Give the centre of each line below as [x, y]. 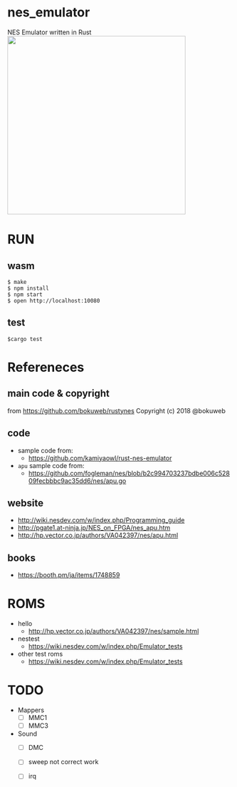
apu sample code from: [51, 465]
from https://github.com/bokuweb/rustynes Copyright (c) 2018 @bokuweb [116, 410]
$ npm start [25, 294]
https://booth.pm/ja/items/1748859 [69, 575]
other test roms [40, 654]
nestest [29, 639]
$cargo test [25, 339]
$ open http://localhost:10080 [54, 300]
